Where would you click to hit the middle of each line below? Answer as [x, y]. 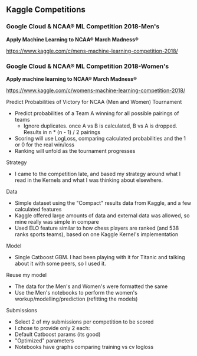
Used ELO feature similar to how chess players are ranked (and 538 [97, 228]
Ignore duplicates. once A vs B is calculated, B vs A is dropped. [100, 126]
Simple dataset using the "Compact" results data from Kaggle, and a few [103, 203]
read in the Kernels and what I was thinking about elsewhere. [89, 180]
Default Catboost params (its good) [58, 334]
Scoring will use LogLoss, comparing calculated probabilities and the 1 [100, 138]
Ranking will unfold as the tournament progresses [75, 151]
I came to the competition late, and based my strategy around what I [98, 174]
